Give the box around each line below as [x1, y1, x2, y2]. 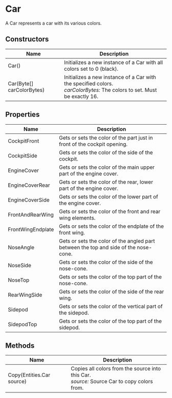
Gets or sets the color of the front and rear [58, 208, 161, 215]
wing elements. [58, 214, 96, 221]
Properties [5, 110, 40, 119]
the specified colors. [63, 80, 114, 87]
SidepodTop [8, 321, 37, 328]
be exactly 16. [63, 93, 99, 100]
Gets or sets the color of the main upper [58, 164, 155, 171]
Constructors [5, 35, 49, 44]
